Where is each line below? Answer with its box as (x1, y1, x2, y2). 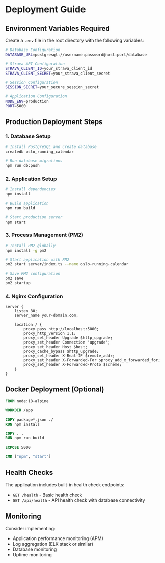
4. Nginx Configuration (5, 292, 63, 300)
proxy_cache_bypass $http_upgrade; (23, 349, 99, 354)
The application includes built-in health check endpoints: (5, 481, 125, 488)
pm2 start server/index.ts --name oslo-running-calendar (5, 262, 129, 267)
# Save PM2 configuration (5, 271, 60, 276)
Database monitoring (12, 546, 57, 552)
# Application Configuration (5, 94, 67, 99)
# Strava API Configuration (5, 61, 65, 66)
